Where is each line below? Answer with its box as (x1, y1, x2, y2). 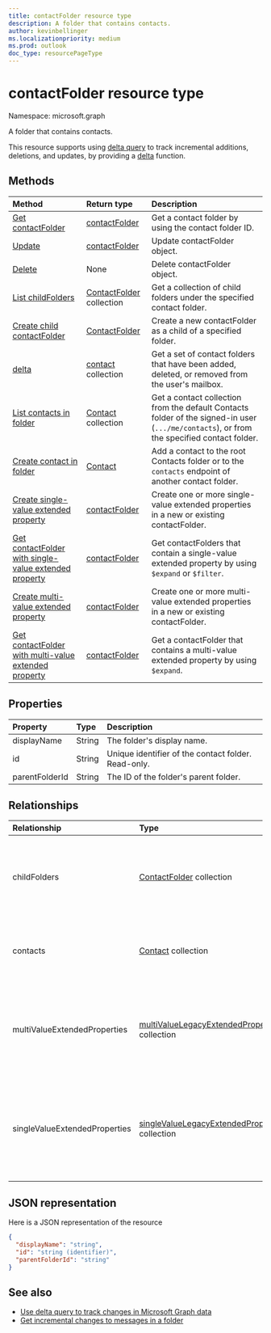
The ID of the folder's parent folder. (106, 771, 240, 783)
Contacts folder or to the (151, 455, 244, 466)
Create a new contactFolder (151, 314, 256, 326)
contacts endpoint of (151, 466, 231, 477)
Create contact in (12, 455, 78, 466)
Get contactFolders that (151, 537, 241, 548)
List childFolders (12, 292, 75, 303)
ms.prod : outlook (8, 42, 67, 50)
